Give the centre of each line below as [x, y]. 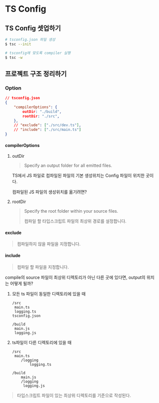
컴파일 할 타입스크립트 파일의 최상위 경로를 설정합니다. [75, 221]
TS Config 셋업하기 [33, 28]
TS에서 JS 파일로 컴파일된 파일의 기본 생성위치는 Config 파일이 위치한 [78, 176]
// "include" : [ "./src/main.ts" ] [48, 130]
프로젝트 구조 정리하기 [36, 74]
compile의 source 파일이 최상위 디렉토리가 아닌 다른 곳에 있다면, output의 [75, 277]
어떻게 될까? [22, 283]
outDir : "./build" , [42, 111]
